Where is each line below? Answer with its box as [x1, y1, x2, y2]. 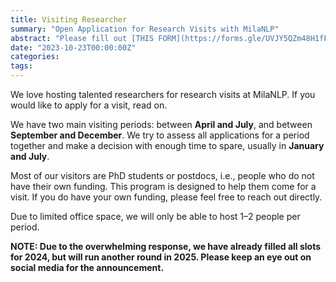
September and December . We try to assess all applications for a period [10, 129, 310, 141]
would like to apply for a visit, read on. [10, 99, 168, 111]
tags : [10, 61, 33, 71]
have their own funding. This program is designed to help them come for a [10, 181, 317, 192]
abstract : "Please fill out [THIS [10, 33, 155, 43]
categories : [10, 52, 60, 62]
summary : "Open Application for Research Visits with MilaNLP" [10, 24, 280, 34]
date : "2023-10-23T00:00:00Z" [10, 42, 137, 53]
